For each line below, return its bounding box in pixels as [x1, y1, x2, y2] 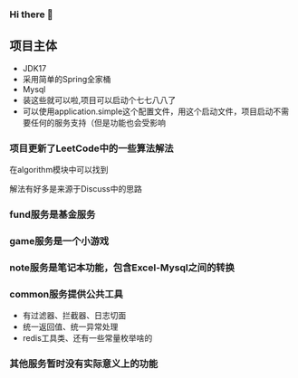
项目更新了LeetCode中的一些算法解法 [9, 142, 174, 155]
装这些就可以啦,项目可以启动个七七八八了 [22, 94, 177, 105]
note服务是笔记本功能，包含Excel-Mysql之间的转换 [9, 261, 236, 274]
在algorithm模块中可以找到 [9, 165, 109, 175]
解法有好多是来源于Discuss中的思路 [9, 184, 142, 194]
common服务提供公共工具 [9, 288, 124, 300]
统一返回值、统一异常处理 [22, 321, 119, 333]
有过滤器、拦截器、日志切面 [22, 310, 127, 321]
